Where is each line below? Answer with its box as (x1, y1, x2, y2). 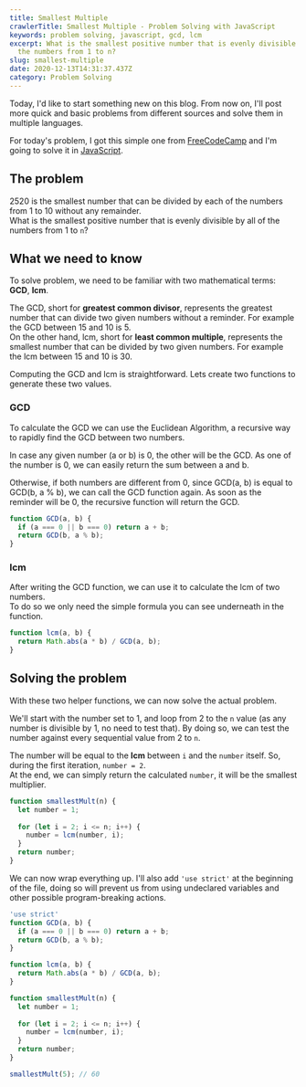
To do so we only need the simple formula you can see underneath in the (9, 601, 285, 612)
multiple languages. (9, 117, 84, 128)
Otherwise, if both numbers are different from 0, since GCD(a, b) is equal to (9, 477, 293, 488)
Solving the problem (9, 670, 128, 686)
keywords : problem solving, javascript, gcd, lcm (9, 30, 203, 39)
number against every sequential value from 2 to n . (9, 732, 201, 743)
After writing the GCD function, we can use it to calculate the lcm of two (9, 582, 280, 593)
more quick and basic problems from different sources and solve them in (9, 107, 283, 119)
